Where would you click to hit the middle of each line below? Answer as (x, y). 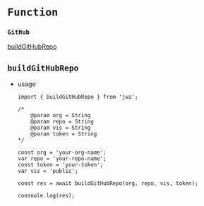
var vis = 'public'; (48, 171)
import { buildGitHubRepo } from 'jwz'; (78, 97)
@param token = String (64, 134)
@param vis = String (61, 128)
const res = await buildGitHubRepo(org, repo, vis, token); (108, 183)
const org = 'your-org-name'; (62, 153)
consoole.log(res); (46, 196)
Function (33, 12)
